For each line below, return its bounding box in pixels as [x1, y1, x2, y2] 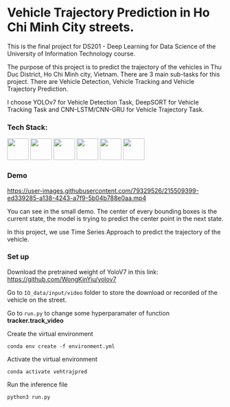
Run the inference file [7, 380, 68, 388]
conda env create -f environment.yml [7, 342, 115, 350]
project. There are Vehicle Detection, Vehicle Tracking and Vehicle [7, 77, 194, 85]
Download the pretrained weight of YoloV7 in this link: [7, 267, 159, 276]
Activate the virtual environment [7, 355, 98, 363]
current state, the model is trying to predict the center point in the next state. [7, 214, 224, 223]
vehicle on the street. [7, 296, 67, 304]
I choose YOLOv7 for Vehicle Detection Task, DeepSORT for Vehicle [7, 98, 199, 106]
